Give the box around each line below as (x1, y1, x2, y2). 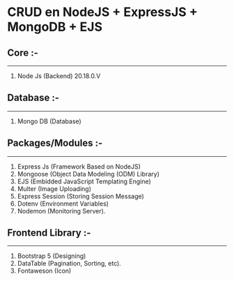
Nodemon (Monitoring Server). (17, 206, 106, 215)
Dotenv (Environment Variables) (17, 199, 109, 208)
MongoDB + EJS (7, 19, 103, 35)
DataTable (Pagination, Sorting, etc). (17, 259, 122, 268)
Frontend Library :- (7, 227, 91, 239)
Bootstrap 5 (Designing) (17, 252, 86, 260)
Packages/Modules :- (7, 137, 103, 149)
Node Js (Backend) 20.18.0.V (17, 72, 101, 80)
